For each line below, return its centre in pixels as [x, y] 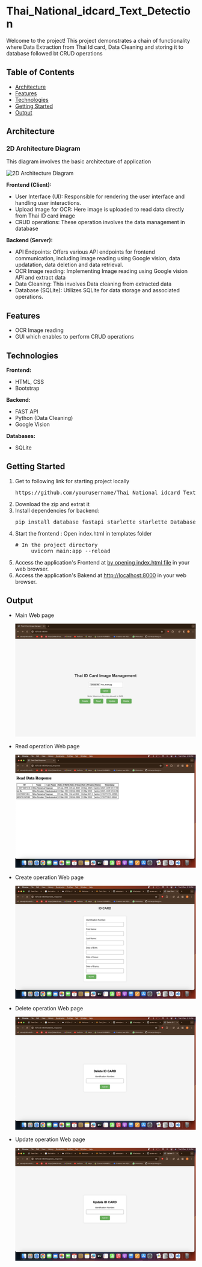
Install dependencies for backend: [57, 510]
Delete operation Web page [49, 1009]
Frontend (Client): [29, 185]
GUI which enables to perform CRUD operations [74, 337]
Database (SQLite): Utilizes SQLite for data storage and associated [97, 290]
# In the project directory [56, 545]
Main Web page [34, 615]
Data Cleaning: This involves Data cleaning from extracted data [93, 284]
